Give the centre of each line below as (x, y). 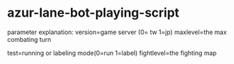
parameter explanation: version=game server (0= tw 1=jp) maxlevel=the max (117, 32)
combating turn (29, 39)
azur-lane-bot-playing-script (93, 13)
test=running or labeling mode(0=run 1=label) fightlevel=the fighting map (112, 53)
